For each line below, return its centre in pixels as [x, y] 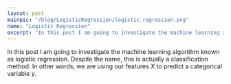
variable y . [22, 74]
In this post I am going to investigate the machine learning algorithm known [113, 52]
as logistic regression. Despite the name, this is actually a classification [108, 59]
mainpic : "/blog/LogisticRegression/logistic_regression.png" [98, 20]
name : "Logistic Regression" [49, 26]
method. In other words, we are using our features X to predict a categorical [114, 66]
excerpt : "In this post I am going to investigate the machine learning [113, 32]
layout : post [26, 13]
